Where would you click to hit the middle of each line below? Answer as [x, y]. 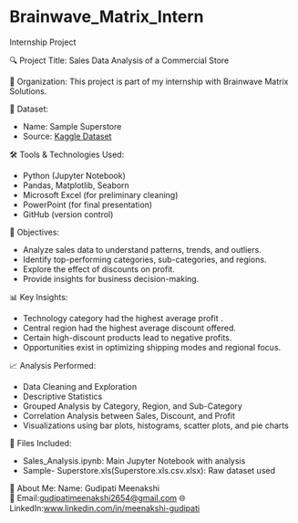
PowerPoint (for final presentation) [87, 204]
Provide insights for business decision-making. [111, 278]
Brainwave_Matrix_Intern [107, 17]
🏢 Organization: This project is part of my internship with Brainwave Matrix [149, 81]
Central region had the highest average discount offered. [129, 328]
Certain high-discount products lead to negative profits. [127, 337]
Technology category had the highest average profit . [123, 318]
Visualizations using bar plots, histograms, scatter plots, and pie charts [155, 425]
